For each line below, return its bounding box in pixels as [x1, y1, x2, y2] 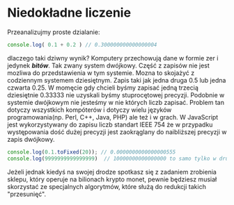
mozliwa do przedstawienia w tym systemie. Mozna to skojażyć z [7, 68, 195, 77]
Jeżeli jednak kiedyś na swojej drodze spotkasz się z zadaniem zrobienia [7, 167, 217, 176]
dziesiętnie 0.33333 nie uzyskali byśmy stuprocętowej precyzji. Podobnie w [7, 90, 225, 99]
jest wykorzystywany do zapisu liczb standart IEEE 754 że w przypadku [7, 120, 213, 129]
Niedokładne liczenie [7, 5, 131, 21]
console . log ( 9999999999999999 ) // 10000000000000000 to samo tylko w [7, 155, 217, 162]
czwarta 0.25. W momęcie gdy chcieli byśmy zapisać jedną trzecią [7, 83, 198, 92]
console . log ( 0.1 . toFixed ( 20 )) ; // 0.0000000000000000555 [7, 148, 176, 156]
